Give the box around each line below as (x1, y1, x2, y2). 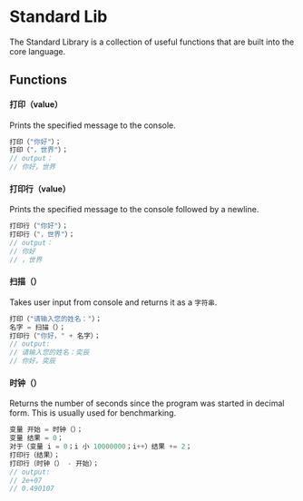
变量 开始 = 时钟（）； (9, 425, 83, 435)
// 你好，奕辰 (9, 357, 56, 366)
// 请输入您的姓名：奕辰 (9, 348, 90, 358)
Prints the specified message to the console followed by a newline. (9, 204, 259, 215)
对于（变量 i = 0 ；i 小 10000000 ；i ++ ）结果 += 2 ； (9, 442, 192, 451)
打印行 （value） (9, 183, 71, 194)
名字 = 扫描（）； (9, 322, 66, 332)
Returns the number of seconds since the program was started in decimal (9, 398, 285, 409)
